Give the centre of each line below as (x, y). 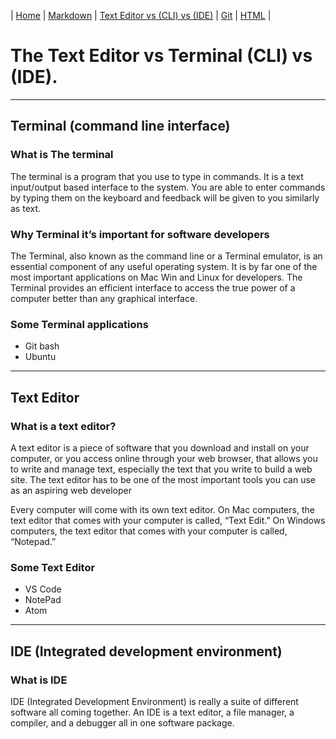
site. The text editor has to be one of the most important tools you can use (163, 479)
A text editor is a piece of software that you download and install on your (160, 447)
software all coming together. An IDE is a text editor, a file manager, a (152, 712)
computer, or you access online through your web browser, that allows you (164, 458)
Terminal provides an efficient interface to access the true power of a (153, 287)
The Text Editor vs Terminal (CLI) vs (161, 56)
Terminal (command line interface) (120, 126)
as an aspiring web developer (71, 490)
